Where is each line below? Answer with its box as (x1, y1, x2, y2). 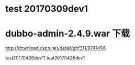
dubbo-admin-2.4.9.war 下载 (5, 28, 130, 40)
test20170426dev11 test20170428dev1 (5, 55, 85, 61)
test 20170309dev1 (5, 3, 88, 15)
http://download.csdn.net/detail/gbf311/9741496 (5, 45, 106, 51)
